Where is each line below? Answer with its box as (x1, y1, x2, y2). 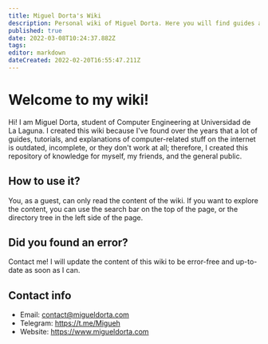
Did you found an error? (8, 236, 129, 250)
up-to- (235, 257, 258, 266)
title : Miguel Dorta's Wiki (8, 11, 102, 20)
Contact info (8, 289, 72, 302)
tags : (8, 42, 26, 50)
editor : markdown (8, 49, 66, 57)
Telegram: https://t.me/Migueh (19, 318, 121, 328)
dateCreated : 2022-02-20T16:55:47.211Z (8, 57, 141, 65)
